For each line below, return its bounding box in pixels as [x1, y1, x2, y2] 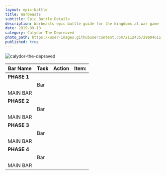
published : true [5, 40, 39, 45]
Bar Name [7, 65, 32, 72]
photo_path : [5, 35, 30, 40]
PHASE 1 [7, 73, 29, 80]
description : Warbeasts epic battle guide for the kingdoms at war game [5, 21, 159, 26]
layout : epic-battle [5, 7, 48, 12]
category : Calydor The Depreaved [5, 30, 75, 35]
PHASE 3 [7, 121, 29, 128]
